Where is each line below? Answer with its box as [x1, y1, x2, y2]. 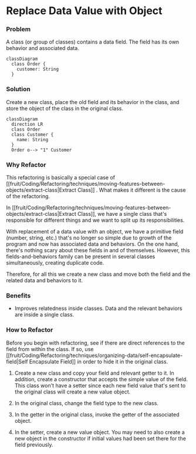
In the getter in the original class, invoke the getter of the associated [14, 410, 180, 418]
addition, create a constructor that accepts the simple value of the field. [14, 375, 188, 383]
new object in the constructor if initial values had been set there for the [14, 435, 187, 442]
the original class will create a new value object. [14, 388, 131, 395]
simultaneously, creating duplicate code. [6, 259, 104, 266]
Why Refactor [6, 161, 46, 169]
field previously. [14, 441, 53, 448]
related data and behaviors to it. [6, 277, 83, 284]
